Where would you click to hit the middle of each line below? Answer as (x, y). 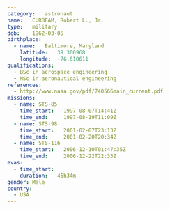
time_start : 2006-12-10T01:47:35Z (73, 150)
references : (24, 85)
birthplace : (24, 40)
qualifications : (31, 65)
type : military (32, 26)
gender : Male (26, 182)
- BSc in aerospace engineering (61, 72)
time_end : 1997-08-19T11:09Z (68, 117)
